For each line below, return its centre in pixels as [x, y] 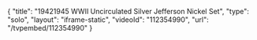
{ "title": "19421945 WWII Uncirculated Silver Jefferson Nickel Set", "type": [128, 11]
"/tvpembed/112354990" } [50, 28]
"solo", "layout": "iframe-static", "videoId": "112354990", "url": [108, 20]
